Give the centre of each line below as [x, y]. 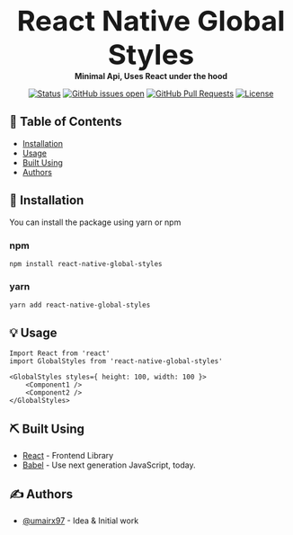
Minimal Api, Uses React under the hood [151, 76]
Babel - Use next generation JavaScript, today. [109, 465]
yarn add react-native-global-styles [80, 305]
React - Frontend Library [68, 455]
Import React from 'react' [60, 353]
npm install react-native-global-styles [86, 263]
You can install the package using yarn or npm [95, 222]
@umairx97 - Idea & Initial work [80, 521]
